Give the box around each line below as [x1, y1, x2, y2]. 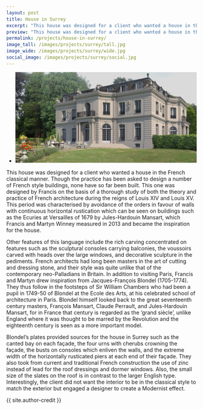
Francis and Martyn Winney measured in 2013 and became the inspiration [6, 220, 190, 227]
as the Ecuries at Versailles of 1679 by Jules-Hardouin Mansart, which [6, 213, 181, 221]
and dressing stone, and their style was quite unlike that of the [6, 263, 161, 271]
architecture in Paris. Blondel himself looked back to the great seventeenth [6, 296, 192, 303]
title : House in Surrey [6, 16, 66, 22]
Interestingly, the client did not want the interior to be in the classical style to [6, 378, 196, 385]
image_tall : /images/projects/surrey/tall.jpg [6, 42, 126, 48]
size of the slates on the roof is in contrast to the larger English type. [6, 372, 176, 379]
